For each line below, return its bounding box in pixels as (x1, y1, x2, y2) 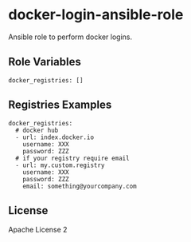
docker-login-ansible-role (8, 6, 184, 24)
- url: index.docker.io (15, 133, 94, 141)
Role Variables (8, 55, 81, 69)
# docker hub (15, 126, 59, 134)
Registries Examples (8, 98, 112, 112)
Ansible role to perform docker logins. (8, 32, 133, 42)
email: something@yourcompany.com (22, 182, 137, 190)
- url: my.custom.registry (15, 161, 105, 169)
